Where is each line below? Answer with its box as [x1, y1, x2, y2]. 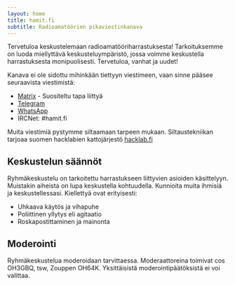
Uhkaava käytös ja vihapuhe [17, 202, 100, 211]
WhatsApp [17, 106, 48, 116]
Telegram [17, 99, 46, 108]
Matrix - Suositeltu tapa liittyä [17, 92, 103, 100]
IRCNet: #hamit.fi [17, 114, 67, 123]
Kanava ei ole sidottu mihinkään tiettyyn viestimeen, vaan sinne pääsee [7, 71, 213, 79]
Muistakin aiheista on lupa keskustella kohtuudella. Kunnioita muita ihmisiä [7, 181, 222, 190]
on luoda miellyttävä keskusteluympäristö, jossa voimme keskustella [7, 50, 205, 58]
